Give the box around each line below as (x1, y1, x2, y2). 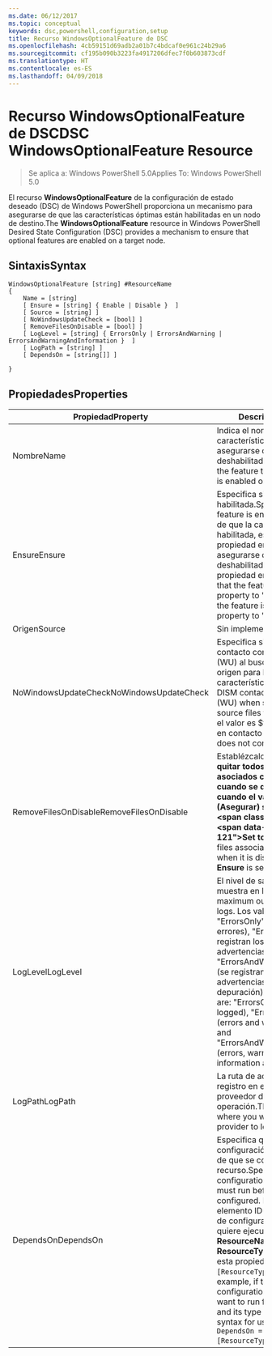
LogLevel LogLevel (12, 967, 83, 978)
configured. (216, 1195, 261, 1206)
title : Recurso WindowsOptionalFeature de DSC (8, 34, 168, 43)
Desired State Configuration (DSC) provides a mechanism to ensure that (8, 227, 249, 236)
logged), (216, 1007, 249, 1018)
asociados (216, 771, 257, 782)
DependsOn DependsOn (12, 1235, 104, 1246)
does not (216, 738, 251, 749)
